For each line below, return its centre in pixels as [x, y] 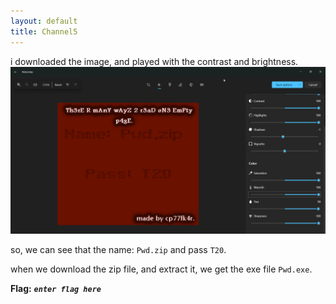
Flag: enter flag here [56, 289]
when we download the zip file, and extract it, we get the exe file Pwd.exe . [161, 269]
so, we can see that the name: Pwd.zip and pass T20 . [118, 250]
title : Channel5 [44, 31]
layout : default [44, 21]
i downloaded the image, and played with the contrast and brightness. [154, 61]
